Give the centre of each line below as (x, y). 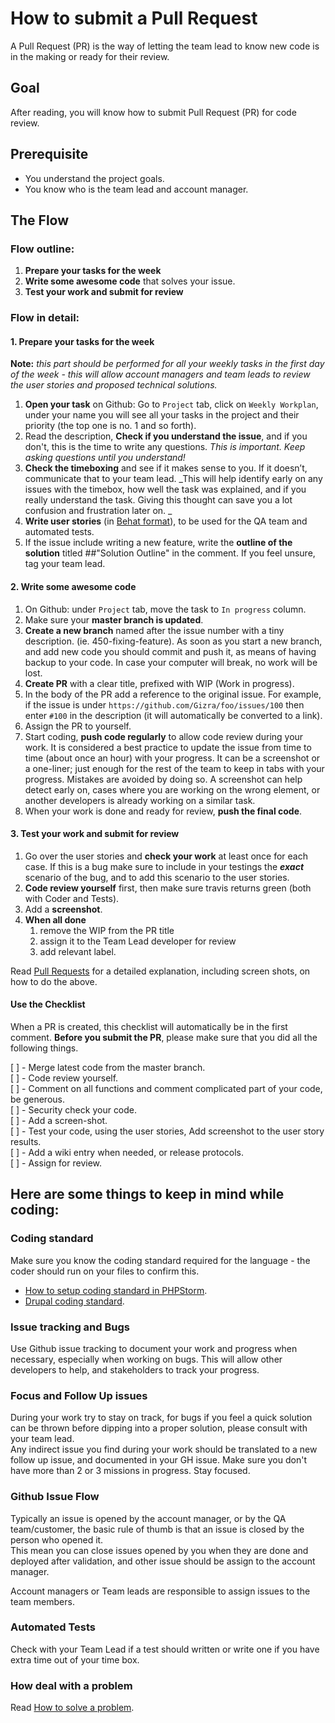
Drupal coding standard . (74, 1301)
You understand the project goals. (94, 178)
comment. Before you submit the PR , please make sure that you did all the (164, 1037)
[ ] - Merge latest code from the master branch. (108, 1067)
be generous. (37, 1099)
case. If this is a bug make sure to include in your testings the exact (164, 866)
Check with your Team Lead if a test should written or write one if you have (165, 1649)
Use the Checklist (48, 1004)
